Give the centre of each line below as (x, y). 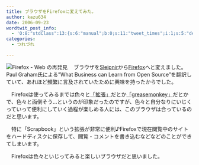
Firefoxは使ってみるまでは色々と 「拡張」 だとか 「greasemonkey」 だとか (100, 94)
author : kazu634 (26, 17)
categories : (21, 39)
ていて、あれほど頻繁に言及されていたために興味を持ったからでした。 (92, 82)
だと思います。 (24, 116)
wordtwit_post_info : (32, 28)
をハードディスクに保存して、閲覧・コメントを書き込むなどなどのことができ (99, 136)
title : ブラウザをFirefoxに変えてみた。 (51, 11)
